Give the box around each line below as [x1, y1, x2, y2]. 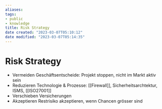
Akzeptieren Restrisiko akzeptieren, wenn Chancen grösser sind [12, 98, 143, 104]
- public [5, 16, 23, 21]
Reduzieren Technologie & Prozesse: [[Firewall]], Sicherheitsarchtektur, [12, 82, 158, 88]
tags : [5, 12, 16, 17]
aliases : [5, 7, 23, 12]
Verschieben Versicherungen [12, 93, 72, 99]
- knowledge [5, 21, 30, 26]
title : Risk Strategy [5, 26, 50, 30]
